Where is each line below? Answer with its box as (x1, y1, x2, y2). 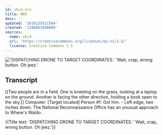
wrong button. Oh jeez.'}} (5, 124, 56, 130)
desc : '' (5, 16, 23, 21)
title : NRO (5, 12, 27, 17)
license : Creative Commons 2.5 (9, 43, 73, 48)
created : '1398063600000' (5, 25, 58, 30)
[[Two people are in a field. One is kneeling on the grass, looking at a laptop (5, 89, 157, 95)
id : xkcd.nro (5, 7, 32, 12)
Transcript (5, 76, 38, 84)
